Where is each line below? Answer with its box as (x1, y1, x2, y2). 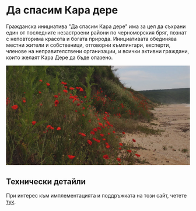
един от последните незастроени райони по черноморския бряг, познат (6, 29, 187, 36)
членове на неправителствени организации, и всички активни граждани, (6, 47, 190, 54)
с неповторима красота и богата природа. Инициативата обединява (6, 35, 177, 42)
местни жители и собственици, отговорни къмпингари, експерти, (6, 41, 171, 49)
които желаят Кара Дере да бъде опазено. (6, 54, 113, 61)
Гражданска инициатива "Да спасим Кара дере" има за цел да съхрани (6, 23, 186, 30)
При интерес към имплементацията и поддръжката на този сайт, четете (6, 192, 187, 199)
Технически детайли (6, 177, 86, 186)
